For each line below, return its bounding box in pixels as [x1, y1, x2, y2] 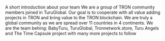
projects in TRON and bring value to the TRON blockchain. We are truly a [5, 15, 153, 20]
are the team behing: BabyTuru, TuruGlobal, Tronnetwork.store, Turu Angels [5, 25, 159, 31]
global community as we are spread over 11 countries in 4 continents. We [5, 20, 154, 26]
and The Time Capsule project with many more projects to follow [5, 31, 136, 36]
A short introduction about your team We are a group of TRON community [5, 4, 155, 10]
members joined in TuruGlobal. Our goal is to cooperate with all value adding [5, 9, 161, 15]
